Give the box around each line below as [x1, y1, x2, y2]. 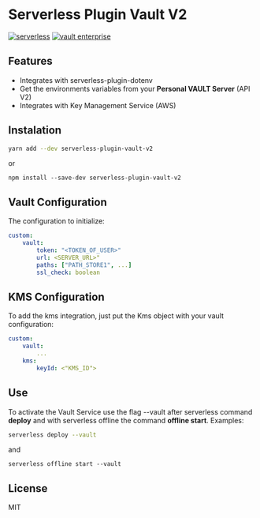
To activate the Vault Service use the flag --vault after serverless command [8, 407, 253, 416]
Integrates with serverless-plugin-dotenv [19, 75, 154, 84]
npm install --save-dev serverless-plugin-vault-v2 [8, 174, 181, 182]
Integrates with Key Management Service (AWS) [19, 100, 176, 110]
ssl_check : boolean [36, 268, 101, 276]
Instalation [8, 124, 61, 137]
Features [8, 54, 53, 68]
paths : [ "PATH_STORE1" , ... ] [36, 261, 132, 269]
